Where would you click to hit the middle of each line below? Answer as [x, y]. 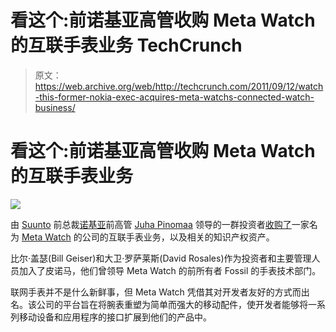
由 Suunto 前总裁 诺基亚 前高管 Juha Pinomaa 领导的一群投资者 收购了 [151, 224]
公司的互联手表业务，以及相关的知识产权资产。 [178, 237]
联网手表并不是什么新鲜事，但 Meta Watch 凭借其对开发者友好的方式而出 [160, 292]
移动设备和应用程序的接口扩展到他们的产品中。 [115, 317]
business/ [55, 107]
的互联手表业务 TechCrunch [126, 45]
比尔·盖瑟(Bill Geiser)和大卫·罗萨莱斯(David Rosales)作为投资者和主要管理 [161, 258]
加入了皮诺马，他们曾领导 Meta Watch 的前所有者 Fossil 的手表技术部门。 [170, 270]
